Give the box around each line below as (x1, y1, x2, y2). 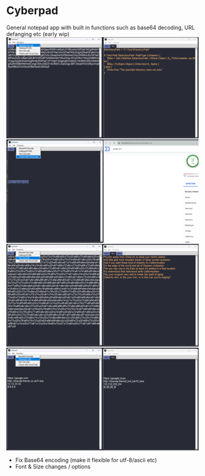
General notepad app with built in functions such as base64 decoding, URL (6, 24, 195, 31)
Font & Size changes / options (15, 463, 91, 470)
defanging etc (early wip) (6, 30, 70, 37)
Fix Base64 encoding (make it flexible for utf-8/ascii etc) (15, 456, 157, 464)
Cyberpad (6, 4, 59, 18)
